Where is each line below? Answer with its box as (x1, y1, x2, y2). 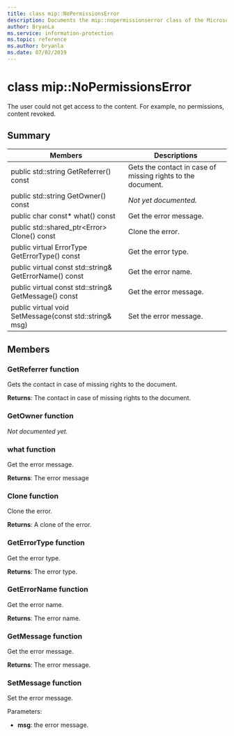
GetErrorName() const (10, 271, 84, 281)
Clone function (7, 491, 59, 500)
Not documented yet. (7, 427, 68, 436)
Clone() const (10, 231, 56, 240)
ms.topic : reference (7, 36, 68, 43)
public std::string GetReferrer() (10, 167, 111, 176)
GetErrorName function (7, 585, 88, 595)
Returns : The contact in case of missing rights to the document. (7, 394, 192, 402)
